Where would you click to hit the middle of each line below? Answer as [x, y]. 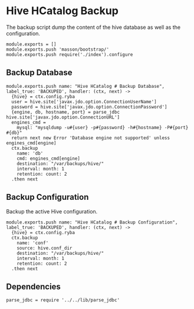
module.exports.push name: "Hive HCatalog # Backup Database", [86, 86]
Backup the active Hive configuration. [52, 211]
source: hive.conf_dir [45, 248]
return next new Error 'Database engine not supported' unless [91, 138]
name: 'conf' [33, 243]
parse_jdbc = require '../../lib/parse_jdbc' [63, 300]
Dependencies [33, 286]
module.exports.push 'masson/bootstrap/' [58, 49]
